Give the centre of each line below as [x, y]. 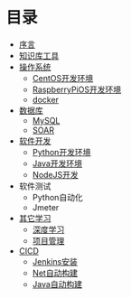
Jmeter [46, 207]
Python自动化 [58, 197]
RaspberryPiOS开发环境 [77, 89]
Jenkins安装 [55, 261]
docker [46, 99]
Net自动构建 [55, 273]
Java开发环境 [57, 163]
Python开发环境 [61, 152]
